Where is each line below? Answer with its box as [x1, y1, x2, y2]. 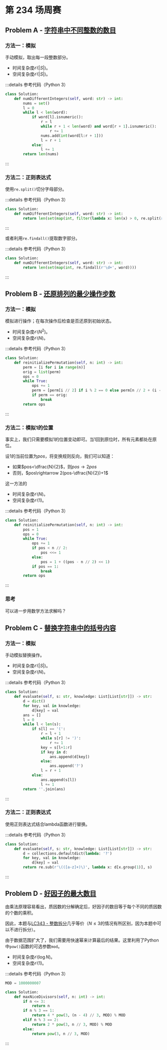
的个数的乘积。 [5, 910, 36, 916]
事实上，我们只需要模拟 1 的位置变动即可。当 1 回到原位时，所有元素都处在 [5, 436, 153, 442]
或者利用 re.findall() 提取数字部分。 [5, 235, 80, 241]
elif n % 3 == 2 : [23, 1018, 59, 1023]
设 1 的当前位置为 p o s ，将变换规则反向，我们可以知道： [5, 453, 115, 459]
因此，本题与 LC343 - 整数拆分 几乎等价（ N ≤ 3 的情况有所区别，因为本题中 [5, 920, 158, 926]
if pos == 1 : [31, 564, 59, 569]
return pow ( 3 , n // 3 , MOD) [31, 1031, 90, 1036]
